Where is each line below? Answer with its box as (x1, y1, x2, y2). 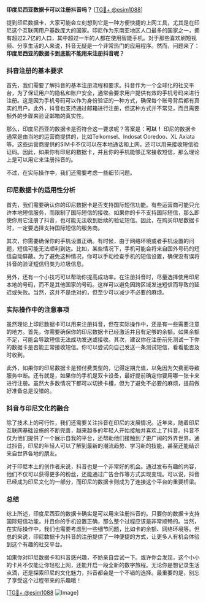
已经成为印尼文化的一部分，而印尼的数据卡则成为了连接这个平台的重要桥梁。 (6, 478, 200, 485)
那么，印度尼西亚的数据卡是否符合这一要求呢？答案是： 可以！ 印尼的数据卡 (6, 125, 196, 133)
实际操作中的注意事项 (6, 305, 69, 314)
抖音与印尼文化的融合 (6, 404, 69, 412)
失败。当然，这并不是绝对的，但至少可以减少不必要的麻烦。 (17, 288, 167, 296)
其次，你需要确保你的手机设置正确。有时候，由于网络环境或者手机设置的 (6, 237, 189, 244)
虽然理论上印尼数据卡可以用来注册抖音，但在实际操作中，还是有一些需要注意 (6, 320, 200, 328)
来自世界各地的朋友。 (6, 450, 60, 457)
